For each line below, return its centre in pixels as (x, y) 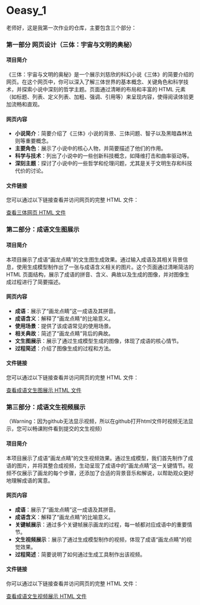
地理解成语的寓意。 (30, 480)
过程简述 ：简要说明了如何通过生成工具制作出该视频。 (80, 554)
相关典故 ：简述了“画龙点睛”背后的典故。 (64, 333)
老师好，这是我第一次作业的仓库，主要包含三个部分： (71, 27)
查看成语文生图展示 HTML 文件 (44, 390)
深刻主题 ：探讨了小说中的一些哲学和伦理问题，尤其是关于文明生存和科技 (103, 163)
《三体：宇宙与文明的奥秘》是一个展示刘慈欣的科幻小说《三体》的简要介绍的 (100, 75)
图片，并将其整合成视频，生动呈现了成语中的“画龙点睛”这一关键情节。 (102, 465)
